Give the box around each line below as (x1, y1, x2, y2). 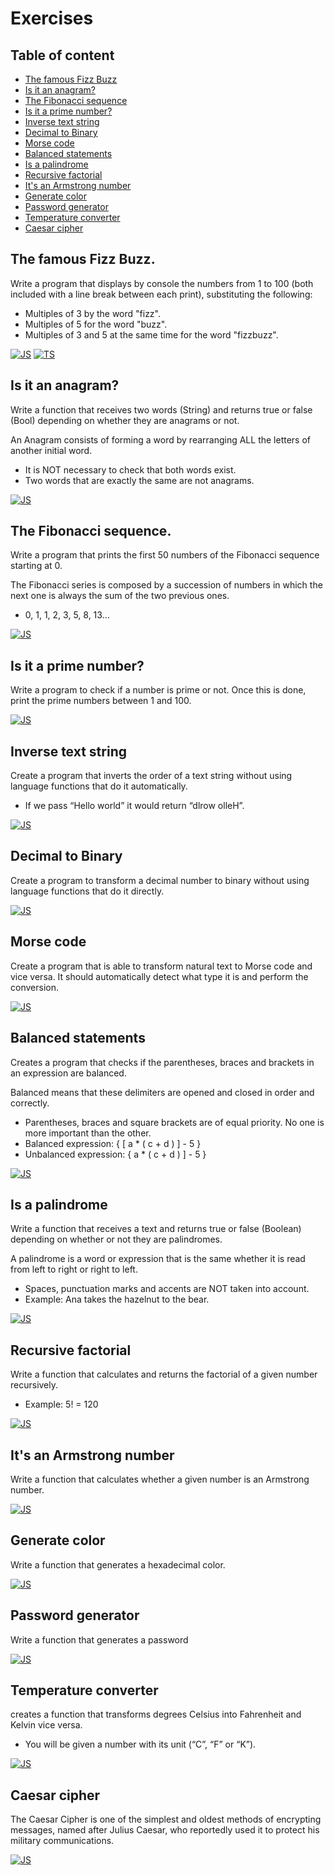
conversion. (10, 981, 59, 993)
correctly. (10, 1097, 50, 1109)
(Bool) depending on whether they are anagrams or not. (10, 414, 240, 426)
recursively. (10, 1379, 59, 1391)
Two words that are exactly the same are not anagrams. (24, 474, 255, 486)
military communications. (10, 1835, 115, 1847)
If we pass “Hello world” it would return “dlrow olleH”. (24, 800, 245, 812)
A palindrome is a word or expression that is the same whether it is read (10, 1253, 306, 1265)
